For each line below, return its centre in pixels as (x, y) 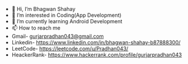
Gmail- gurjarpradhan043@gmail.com (58, 36)
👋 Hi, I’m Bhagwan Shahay (43, 9)
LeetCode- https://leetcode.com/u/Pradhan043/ (70, 49)
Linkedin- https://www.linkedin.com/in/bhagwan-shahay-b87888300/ (96, 42)
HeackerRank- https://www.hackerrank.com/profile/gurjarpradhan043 (97, 55)
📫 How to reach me (36, 28)
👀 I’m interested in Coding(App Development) (66, 15)
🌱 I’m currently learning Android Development (67, 21)
